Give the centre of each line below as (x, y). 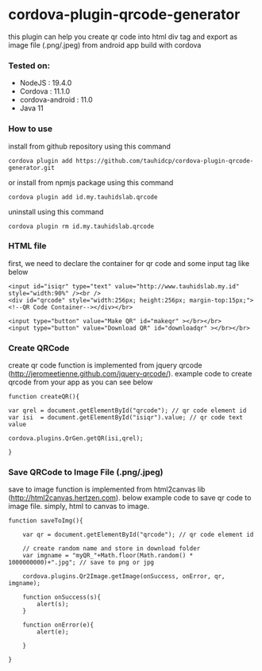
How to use (31, 129)
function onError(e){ (58, 625)
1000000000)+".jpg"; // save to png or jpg (81, 563)
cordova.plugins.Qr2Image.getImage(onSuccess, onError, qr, (124, 577)
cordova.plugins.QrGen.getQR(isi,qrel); (76, 438)
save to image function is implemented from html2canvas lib (107, 489)
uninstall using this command (56, 211)
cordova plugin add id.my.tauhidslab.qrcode (83, 197)
